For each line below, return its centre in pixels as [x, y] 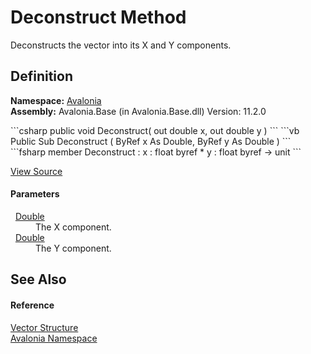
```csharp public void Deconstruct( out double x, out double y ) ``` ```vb [155, 130]
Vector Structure [44, 327]
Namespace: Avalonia [56, 100]
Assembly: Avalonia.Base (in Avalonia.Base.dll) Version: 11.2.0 [138, 111]
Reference [32, 305]
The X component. [73, 227]
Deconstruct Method [98, 17]
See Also [38, 279]
